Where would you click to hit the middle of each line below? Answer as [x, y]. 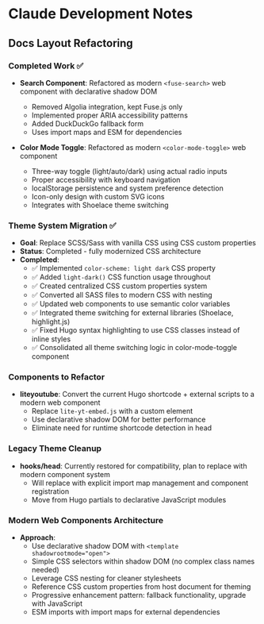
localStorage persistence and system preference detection [127, 188]
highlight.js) [51, 322]
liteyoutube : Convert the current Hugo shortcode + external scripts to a [137, 395]
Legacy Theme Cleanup [55, 449]
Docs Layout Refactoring [71, 43]
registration [50, 491]
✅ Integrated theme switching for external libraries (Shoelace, [132, 313]
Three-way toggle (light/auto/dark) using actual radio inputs [129, 171]
